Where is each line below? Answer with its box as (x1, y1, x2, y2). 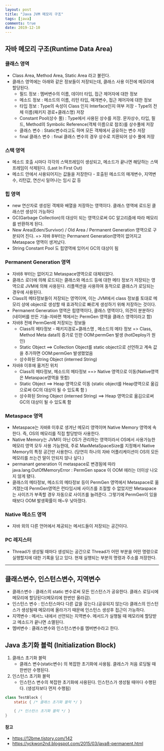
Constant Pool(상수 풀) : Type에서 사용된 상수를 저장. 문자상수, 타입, (19, 115, 150, 121)
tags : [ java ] (5, 16, 32, 21)
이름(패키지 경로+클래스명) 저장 (24, 109, 84, 115)
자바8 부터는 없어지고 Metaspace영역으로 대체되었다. (12, 271, 115, 276)
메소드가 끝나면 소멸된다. (17, 619, 65, 625)
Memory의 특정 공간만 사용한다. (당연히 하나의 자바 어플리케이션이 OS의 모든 (12, 449, 159, 455)
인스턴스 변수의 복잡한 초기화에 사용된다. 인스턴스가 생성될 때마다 (19, 679, 143, 685)
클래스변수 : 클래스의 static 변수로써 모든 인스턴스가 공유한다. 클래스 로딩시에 (12, 589, 159, 595)
